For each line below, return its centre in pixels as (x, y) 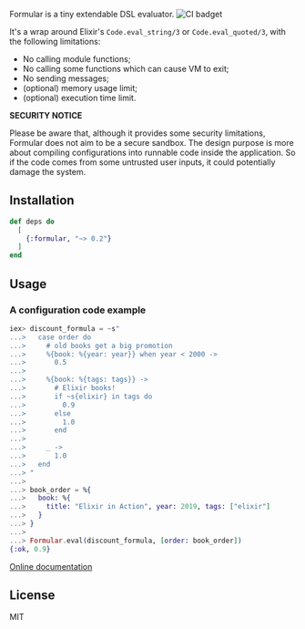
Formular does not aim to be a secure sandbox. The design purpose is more (152, 143)
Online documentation (51, 566)
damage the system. (48, 172)
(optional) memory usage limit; (80, 88)
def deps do (32, 222)
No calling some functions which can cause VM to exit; (126, 69)
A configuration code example (78, 310)
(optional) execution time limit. (79, 98)
